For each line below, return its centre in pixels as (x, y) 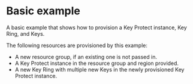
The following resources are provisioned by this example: (77, 45)
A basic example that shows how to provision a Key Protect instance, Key (96, 27)
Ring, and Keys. (25, 33)
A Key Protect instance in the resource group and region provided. (96, 63)
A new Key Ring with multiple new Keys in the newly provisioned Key (99, 69)
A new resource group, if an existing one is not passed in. (86, 57)
